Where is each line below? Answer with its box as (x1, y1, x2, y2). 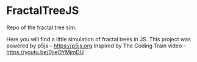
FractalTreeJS (6, 4, 79, 18)
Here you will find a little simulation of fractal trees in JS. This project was (6, 35, 191, 43)
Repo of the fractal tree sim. (6, 24, 77, 31)
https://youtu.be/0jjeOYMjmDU (6, 48, 84, 55)
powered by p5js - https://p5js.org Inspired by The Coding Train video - (6, 42, 186, 49)
